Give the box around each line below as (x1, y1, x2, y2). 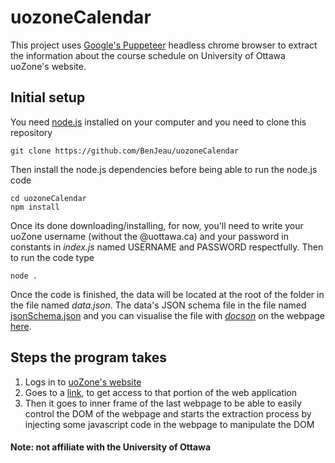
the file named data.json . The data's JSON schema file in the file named (10, 299, 307, 311)
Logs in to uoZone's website (24, 376, 142, 388)
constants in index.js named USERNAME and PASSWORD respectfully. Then (10, 241, 324, 253)
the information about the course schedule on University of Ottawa (10, 49, 286, 61)
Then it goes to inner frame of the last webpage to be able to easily (24, 397, 302, 409)
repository (10, 126, 53, 138)
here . (10, 320, 32, 332)
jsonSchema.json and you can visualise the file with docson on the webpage (10, 309, 326, 321)
